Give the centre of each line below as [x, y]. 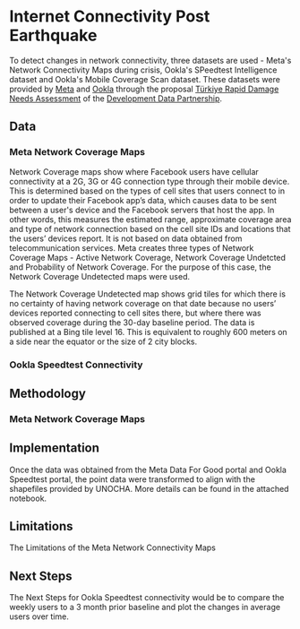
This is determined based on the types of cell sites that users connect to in [147, 191]
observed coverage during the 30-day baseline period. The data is [132, 322]
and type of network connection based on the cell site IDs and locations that [150, 228]
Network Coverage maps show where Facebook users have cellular [134, 171]
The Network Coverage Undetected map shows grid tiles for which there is [148, 294]
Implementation [55, 448]
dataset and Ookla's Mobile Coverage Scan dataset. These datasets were [145, 79]
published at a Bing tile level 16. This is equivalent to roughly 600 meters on [149, 332]
